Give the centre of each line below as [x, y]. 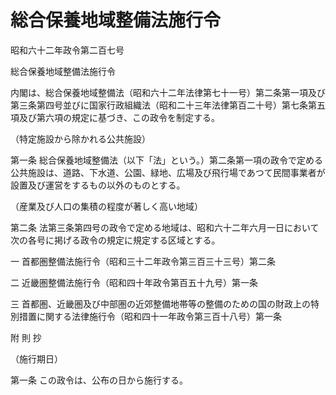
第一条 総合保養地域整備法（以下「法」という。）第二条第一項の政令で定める [167, 160]
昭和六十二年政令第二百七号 [67, 50]
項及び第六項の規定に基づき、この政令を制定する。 [115, 117]
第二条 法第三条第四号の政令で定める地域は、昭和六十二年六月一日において [165, 227]
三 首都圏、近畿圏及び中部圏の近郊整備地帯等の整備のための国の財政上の [160, 303]
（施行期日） [36, 358]
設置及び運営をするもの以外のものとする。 [98, 185]
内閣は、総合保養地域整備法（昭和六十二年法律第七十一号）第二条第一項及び [168, 92]
